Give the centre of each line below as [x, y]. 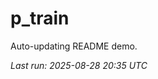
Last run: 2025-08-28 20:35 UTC [79, 65]
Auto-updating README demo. [74, 46]
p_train [40, 18]
